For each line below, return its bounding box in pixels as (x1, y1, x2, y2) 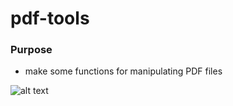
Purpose (10, 43, 53, 57)
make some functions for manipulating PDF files (24, 65, 223, 77)
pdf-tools (10, 7, 90, 30)
